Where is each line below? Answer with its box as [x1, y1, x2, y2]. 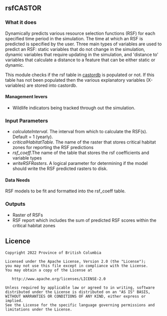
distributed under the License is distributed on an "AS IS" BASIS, [5, 289, 151, 295]
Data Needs [5, 177, 30, 183]
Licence [5, 237, 31, 246]
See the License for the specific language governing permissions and [5, 303, 155, 308]
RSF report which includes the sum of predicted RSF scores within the [12, 217, 157, 223]
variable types [12, 155, 42, 161]
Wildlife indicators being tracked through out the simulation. [12, 105, 136, 111]
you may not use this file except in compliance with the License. [5, 263, 149, 268]
